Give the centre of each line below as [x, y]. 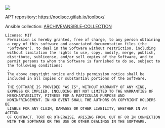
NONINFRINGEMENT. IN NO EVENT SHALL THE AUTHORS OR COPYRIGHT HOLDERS [81, 100]
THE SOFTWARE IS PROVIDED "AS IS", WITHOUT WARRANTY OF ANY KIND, [77, 87]
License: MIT [19, 35]
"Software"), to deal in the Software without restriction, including [81, 48]
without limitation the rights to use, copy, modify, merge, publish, [81, 53]
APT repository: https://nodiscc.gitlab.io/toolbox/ [55, 17]
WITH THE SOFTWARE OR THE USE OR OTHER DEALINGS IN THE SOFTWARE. [77, 122]
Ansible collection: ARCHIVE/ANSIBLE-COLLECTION [59, 26]
